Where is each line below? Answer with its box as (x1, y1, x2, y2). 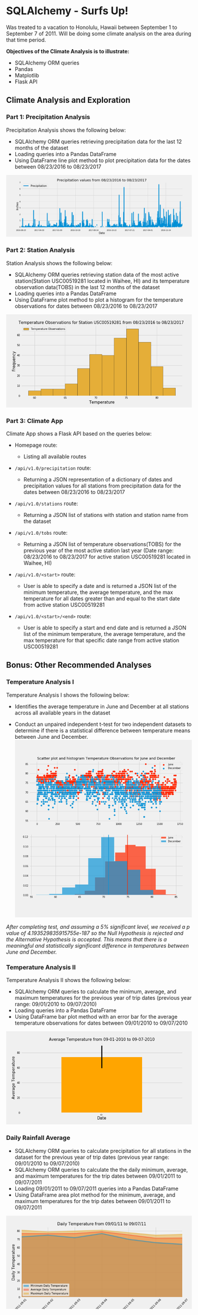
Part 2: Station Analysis (6, 246, 75, 254)
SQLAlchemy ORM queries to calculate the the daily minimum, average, (14, 1166, 189, 1173)
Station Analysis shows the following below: (6, 259, 113, 267)
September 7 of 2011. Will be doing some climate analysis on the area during (6, 30, 192, 37)
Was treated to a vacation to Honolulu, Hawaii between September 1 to (6, 24, 178, 31)
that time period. (6, 36, 47, 43)
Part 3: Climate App (6, 416, 64, 425)
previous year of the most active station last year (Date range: (23, 547, 174, 554)
